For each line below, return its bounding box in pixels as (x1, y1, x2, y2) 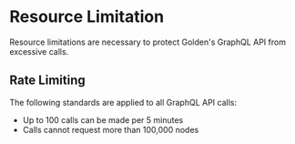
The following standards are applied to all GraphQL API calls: (9, 97, 237, 108)
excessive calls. (9, 46, 69, 57)
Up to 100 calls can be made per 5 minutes (22, 114, 184, 125)
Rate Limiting (9, 73, 86, 88)
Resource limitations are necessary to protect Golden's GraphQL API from (9, 36, 287, 47)
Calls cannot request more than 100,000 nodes (22, 124, 199, 135)
